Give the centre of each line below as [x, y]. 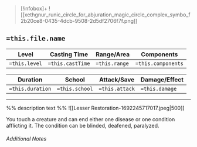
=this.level [26, 63]
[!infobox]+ [34, 8]
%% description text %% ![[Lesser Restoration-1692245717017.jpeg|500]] [95, 108]
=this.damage [159, 88]
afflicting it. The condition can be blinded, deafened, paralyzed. [83, 125]
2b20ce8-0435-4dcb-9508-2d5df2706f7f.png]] [79, 21]
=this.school [75, 88]
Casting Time [69, 54]
